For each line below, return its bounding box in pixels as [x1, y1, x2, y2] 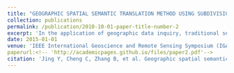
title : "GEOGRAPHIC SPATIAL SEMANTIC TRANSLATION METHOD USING [7, 10, 195, 17]
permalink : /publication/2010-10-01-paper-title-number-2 [7, 23, 179, 30]
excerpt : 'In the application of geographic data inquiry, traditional [7, 29, 219, 37]
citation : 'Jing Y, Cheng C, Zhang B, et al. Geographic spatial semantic [7, 56, 229, 63]
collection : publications [7, 17, 82, 24]
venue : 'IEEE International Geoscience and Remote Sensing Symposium [7, 42, 214, 49]
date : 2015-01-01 [7, 36, 58, 43]
